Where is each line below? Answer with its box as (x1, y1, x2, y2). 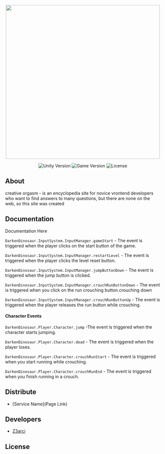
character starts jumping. (5, 329, 57, 335)
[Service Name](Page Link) (12, 401, 67, 407)
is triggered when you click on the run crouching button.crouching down (5, 287, 152, 293)
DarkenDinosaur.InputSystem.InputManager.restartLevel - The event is (5, 252, 149, 258)
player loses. (5, 344, 31, 350)
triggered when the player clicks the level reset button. (5, 258, 116, 263)
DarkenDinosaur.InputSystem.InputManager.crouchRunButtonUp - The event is (5, 296, 161, 302)
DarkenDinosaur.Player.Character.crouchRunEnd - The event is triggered (5, 368, 152, 374)
